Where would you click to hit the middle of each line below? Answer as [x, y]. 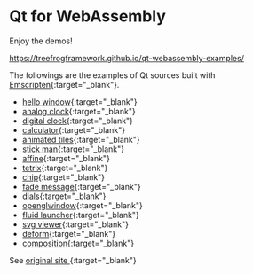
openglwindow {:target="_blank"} [83, 205]
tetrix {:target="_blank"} [65, 168]
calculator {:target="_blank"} [74, 129]
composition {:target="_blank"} [78, 243]
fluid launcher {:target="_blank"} [80, 215]
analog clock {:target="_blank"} [79, 111]
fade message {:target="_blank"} [81, 186]
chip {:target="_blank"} [63, 177]
